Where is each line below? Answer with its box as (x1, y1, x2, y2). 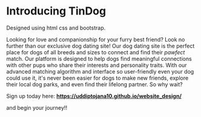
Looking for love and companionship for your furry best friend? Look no (6, 36, 185, 43)
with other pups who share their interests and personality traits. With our (6, 62, 187, 69)
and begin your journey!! (6, 104, 68, 111)
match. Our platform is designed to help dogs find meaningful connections (6, 55, 192, 62)
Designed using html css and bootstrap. (6, 24, 106, 31)
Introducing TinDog (6, 4, 107, 18)
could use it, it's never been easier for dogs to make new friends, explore (6, 74, 189, 81)
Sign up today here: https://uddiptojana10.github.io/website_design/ (6, 92, 182, 100)
